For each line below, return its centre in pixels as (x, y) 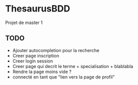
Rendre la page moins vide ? (42, 71)
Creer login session (32, 61)
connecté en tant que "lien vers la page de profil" (63, 77)
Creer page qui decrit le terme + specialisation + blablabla (73, 66)
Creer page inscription (36, 55)
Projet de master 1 (24, 22)
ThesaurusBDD (38, 9)
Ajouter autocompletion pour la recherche (56, 50)
